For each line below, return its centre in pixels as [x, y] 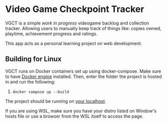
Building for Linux [33, 59]
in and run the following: [30, 81]
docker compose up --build [41, 92]
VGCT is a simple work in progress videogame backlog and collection [77, 23]
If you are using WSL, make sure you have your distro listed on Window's [81, 110]
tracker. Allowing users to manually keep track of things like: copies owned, [83, 28]
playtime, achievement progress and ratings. [51, 33]
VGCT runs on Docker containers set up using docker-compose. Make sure [83, 71]
